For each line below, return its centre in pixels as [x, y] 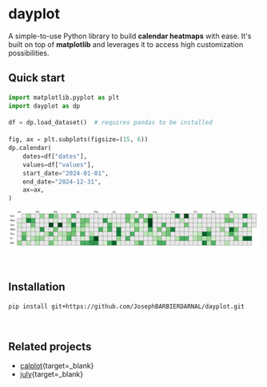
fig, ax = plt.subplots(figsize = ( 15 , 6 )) [78, 140]
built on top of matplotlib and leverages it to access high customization [126, 44]
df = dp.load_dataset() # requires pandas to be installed [111, 123]
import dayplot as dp [44, 106]
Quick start [37, 78]
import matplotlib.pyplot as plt [64, 97]
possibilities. [29, 53]
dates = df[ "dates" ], [55, 156]
